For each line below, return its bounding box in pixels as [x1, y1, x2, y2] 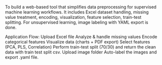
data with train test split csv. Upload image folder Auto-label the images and [5, 49, 157, 55]
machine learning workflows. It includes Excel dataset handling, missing [5, 9, 149, 15]
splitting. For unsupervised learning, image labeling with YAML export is [5, 19, 149, 25]
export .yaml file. [5, 54, 39, 60]
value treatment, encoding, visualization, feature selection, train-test [5, 14, 142, 20]
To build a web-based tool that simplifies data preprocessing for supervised [5, 4, 157, 10]
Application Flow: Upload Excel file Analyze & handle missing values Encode [5, 34, 158, 39]
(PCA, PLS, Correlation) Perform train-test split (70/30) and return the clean [5, 44, 156, 50]
